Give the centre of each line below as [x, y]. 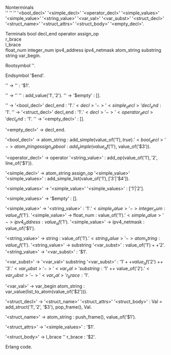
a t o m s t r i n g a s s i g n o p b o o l [40, 147]
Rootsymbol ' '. [21, 66]
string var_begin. [23, 55]
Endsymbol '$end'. [25, 76]
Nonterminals [20, 7]
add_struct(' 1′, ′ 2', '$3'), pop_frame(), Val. [49, 307]
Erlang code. [19, 347]
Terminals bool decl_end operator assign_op [52, 34]
